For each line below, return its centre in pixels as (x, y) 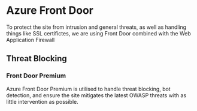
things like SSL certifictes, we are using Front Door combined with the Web (99, 33)
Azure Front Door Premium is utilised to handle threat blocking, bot (88, 89)
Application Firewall (31, 40)
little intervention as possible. (43, 101)
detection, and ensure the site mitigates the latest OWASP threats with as (96, 95)
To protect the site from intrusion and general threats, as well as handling (96, 27)
